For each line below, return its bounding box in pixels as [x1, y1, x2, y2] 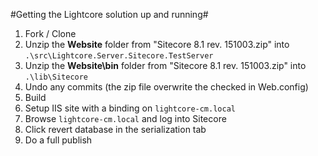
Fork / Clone [24, 28, 77, 39]
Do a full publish [24, 134, 93, 146]
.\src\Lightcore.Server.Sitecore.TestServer [24, 51, 214, 61]
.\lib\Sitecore [24, 72, 89, 82]
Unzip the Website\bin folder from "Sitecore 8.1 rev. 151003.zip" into [24, 60, 307, 71]
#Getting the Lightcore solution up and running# [10, 9, 209, 20]
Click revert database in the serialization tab [24, 124, 207, 135]
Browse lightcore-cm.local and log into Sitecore [24, 113, 227, 124]
